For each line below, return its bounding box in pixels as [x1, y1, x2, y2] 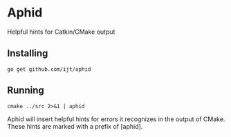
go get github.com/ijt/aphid [7, 65, 91, 73]
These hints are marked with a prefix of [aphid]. [7, 122, 143, 130]
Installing [7, 48, 48, 59]
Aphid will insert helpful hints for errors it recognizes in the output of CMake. [7, 115, 225, 123]
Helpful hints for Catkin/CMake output [7, 28, 115, 36]
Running [7, 85, 45, 96]
